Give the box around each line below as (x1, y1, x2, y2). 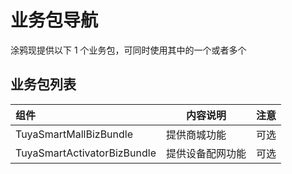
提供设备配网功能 (165, 146, 247, 160)
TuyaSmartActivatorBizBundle (15, 146, 157, 160)
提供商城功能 (165, 127, 227, 141)
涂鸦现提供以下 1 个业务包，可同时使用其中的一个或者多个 (10, 44, 247, 56)
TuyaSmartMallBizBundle (15, 127, 134, 141)
